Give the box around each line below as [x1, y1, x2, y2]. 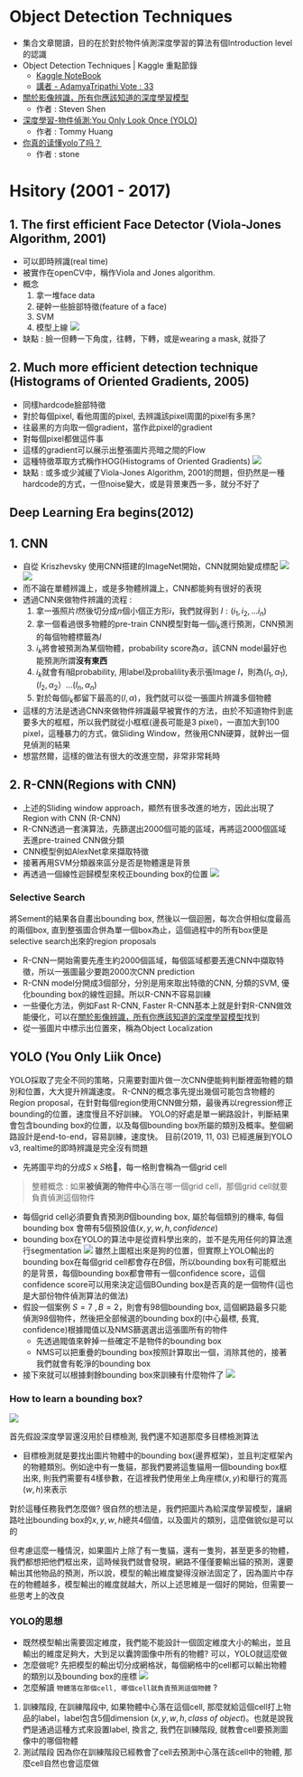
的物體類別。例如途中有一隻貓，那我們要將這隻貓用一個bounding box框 [22, 1461, 288, 1472]
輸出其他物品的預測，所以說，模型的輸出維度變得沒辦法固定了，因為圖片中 [9, 1567, 286, 1578]
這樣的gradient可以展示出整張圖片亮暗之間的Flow [22, 444, 206, 455]
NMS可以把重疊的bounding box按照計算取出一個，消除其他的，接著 [35, 1346, 288, 1357]
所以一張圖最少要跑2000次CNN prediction [38, 966, 196, 977]
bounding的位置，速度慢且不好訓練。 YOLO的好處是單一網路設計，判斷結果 [9, 1108, 290, 1119]
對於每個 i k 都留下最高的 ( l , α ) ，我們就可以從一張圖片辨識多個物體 [35, 692, 272, 706]
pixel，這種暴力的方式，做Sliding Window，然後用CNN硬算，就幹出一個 [22, 727, 290, 738]
